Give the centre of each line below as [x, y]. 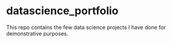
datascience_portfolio [63, 11]
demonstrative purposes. [37, 33]
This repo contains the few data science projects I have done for [86, 27]
